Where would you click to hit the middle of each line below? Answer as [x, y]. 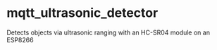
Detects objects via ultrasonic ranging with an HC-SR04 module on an [108, 32]
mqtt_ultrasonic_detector [82, 13]
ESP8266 [20, 39]
